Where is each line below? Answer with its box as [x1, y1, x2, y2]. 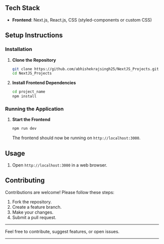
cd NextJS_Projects [12, 71, 52, 76]
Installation [5, 46, 33, 53]
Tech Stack [5, 4, 40, 12]
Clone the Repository [12, 57, 56, 63]
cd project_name [12, 89, 45, 95]
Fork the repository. [12, 198, 52, 205]
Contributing [5, 176, 45, 185]
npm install [12, 94, 37, 99]
